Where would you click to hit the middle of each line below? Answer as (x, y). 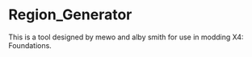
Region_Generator (70, 15)
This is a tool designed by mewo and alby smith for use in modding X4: (126, 37)
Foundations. (30, 45)
